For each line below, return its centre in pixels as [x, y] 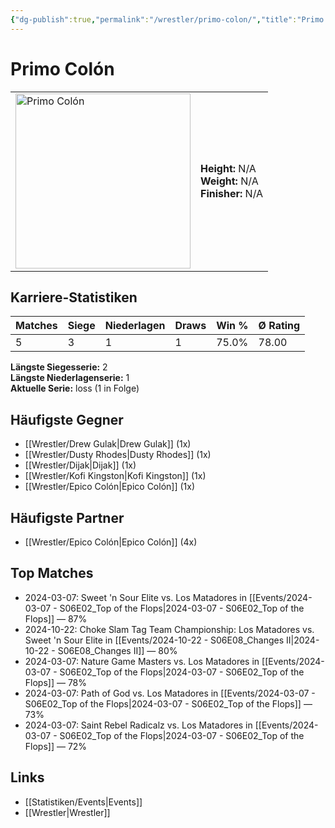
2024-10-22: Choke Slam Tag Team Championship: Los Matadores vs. [169, 629]
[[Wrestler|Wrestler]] [67, 812]
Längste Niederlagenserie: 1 [70, 378]
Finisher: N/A [232, 193]
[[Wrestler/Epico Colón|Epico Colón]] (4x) [111, 542]
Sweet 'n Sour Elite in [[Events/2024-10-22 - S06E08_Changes [154, 640]
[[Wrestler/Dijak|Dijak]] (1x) [80, 465]
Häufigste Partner [67, 517]
